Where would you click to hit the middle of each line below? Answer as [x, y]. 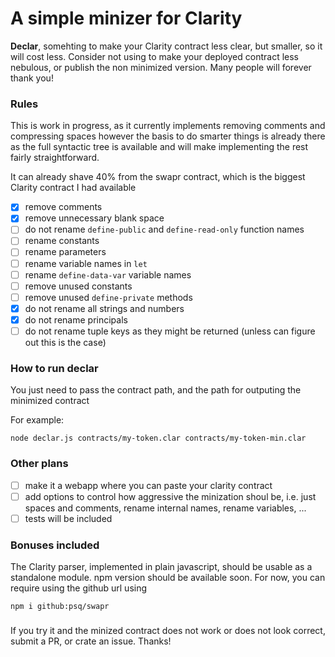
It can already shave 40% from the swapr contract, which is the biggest [158, 177]
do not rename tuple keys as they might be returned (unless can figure [170, 331]
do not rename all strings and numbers [104, 308]
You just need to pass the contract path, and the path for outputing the [156, 390]
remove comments [63, 207]
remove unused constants [78, 286]
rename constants [62, 241]
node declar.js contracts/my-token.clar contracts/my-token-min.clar [158, 438]
